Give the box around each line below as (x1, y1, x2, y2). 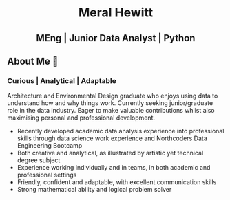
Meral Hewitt (78, 5, 154, 21)
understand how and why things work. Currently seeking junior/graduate (7, 99, 213, 107)
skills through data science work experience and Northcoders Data (17, 134, 208, 142)
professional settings (17, 170, 77, 179)
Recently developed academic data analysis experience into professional (17, 127, 224, 135)
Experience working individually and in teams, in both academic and (17, 164, 211, 172)
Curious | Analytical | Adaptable (7, 76, 117, 85)
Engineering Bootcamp (17, 142, 83, 150)
